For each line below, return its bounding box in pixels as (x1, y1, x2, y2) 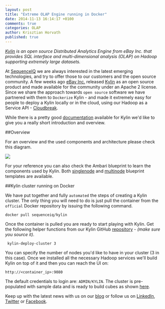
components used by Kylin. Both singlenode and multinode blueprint (5, 168, 144, 174)
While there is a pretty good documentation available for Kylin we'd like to (5, 114, 155, 120)
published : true (5, 35, 39, 40)
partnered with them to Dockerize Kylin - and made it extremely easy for (5, 94, 152, 100)
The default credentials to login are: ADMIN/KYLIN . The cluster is (5, 278, 133, 284)
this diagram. (5, 144, 32, 150)
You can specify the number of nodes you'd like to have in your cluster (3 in (5, 249, 160, 255)
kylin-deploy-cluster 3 (7, 241, 56, 246)
